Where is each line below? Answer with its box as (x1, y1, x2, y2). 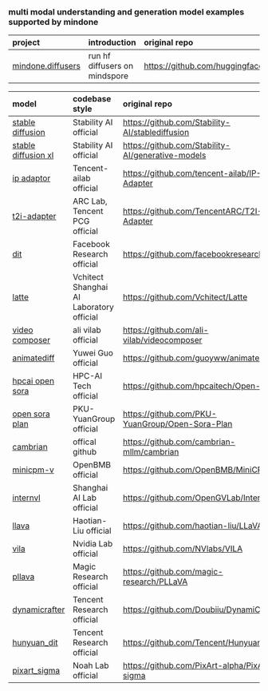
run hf (88, 50, 112, 62)
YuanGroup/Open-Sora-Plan (122, 419, 233, 430)
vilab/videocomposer (122, 335, 203, 346)
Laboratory (73, 302, 114, 313)
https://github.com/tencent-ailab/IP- (122, 168, 262, 179)
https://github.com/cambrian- (122, 436, 236, 447)
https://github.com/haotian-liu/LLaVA (122, 520, 263, 531)
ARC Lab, (73, 196, 108, 207)
